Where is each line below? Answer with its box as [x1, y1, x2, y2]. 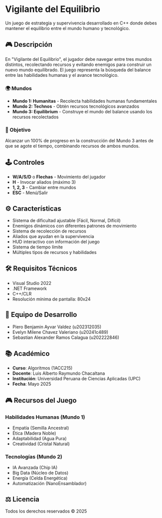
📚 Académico [5, 349, 50, 358]
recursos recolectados [12, 114, 59, 120]
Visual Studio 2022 [12, 280, 52, 286]
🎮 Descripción [5, 40, 53, 49]
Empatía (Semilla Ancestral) [12, 425, 69, 431]
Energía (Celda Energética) [12, 475, 68, 481]
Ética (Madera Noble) [12, 430, 56, 436]
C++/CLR [12, 290, 32, 296]
